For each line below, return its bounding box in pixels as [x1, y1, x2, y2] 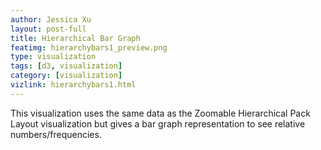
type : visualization [10, 52, 97, 62]
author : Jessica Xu [10, 14, 92, 25]
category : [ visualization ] [10, 71, 123, 81]
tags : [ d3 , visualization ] [10, 61, 123, 71]
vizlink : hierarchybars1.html [10, 80, 137, 90]
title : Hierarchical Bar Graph [10, 33, 141, 43]
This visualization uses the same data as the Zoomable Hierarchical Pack [10, 107, 311, 119]
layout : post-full [10, 24, 87, 34]
